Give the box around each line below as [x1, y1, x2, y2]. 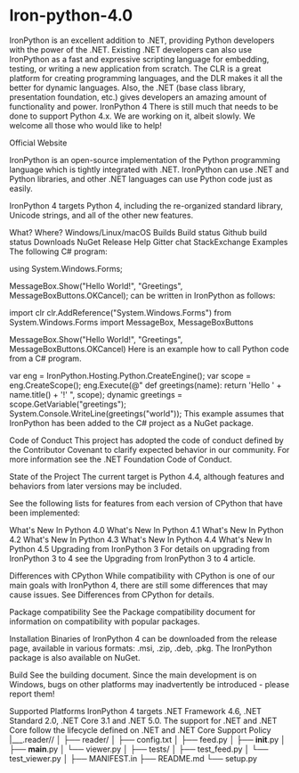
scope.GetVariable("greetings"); [9, 399, 127, 409]
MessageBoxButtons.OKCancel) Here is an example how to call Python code [9, 343, 289, 354]
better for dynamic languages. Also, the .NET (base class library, [9, 82, 246, 93]
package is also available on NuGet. [9, 652, 141, 662]
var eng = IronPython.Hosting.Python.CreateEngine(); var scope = [9, 370, 252, 381]
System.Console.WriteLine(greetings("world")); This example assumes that [9, 407, 285, 419]
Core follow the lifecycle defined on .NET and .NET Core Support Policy [9, 724, 271, 736]
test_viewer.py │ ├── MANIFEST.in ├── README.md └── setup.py [9, 752, 258, 763]
